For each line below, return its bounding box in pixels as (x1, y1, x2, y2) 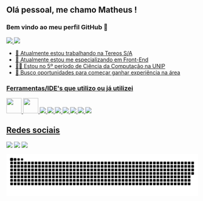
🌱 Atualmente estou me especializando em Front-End (15, 56, 149, 63)
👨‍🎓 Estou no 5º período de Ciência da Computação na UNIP (15, 62, 165, 69)
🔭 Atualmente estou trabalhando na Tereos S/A (15, 49, 132, 56)
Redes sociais (6, 125, 60, 135)
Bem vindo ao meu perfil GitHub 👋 (6, 23, 108, 32)
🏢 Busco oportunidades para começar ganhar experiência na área (15, 69, 181, 76)
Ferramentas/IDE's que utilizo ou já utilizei (6, 84, 134, 92)
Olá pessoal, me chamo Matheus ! (6, 5, 137, 15)
